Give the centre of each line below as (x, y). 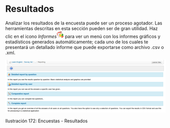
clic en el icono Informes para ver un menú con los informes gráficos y (83, 36)
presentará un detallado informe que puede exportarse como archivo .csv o (85, 47)
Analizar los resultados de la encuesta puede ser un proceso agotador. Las (84, 23)
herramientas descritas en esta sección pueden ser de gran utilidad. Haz (81, 28)
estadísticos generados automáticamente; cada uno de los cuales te (77, 42)
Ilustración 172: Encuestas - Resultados (47, 121)
